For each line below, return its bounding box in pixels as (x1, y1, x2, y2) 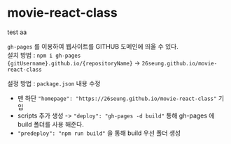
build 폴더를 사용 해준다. (17, 120, 84, 128)
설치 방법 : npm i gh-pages (7, 51, 81, 59)
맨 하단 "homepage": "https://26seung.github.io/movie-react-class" (17, 94, 217, 102)
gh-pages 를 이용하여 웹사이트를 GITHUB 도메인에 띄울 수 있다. (7, 42, 178, 50)
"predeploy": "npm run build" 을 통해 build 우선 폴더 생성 (17, 129, 181, 137)
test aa (7, 28, 27, 36)
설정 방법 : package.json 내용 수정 (7, 79, 101, 88)
